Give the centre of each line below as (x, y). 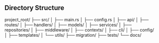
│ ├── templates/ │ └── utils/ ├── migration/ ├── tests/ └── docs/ (73, 35)
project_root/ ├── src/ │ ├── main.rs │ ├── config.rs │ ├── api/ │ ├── (77, 19)
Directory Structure (35, 8)
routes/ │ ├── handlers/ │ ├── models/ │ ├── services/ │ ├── (68, 25)
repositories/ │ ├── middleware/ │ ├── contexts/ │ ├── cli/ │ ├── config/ (79, 30)
